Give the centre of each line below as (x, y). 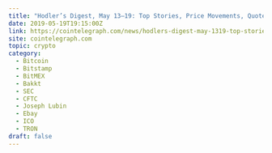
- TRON (27, 129)
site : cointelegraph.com (50, 38)
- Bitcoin (32, 62)
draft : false (30, 136)
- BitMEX (30, 76)
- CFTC (27, 99)
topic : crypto (32, 46)
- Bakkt (29, 83)
